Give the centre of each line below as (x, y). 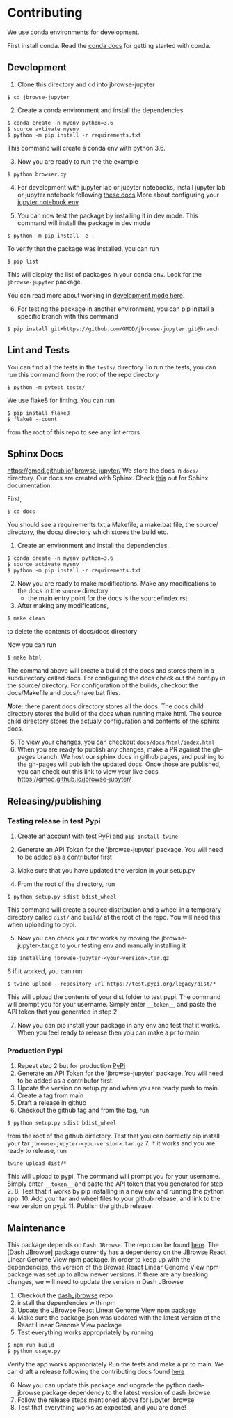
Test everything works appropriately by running (86, 1332)
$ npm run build (31, 1345)
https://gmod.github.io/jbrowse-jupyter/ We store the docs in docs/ (103, 471)
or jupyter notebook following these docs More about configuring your (118, 195)
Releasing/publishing (55, 801)
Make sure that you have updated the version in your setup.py (106, 871)
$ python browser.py (37, 174)
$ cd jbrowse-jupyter (39, 97)
